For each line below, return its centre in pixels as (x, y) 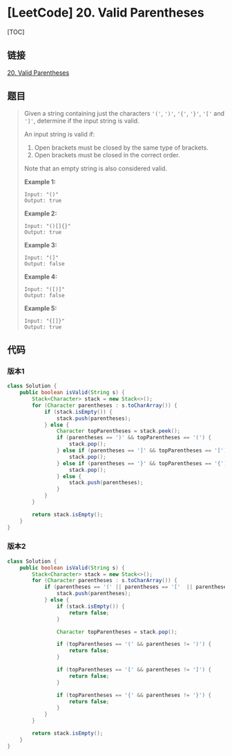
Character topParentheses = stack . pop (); (117, 632)
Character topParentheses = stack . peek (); (118, 431)
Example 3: (40, 245)
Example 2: (40, 213)
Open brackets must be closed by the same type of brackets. (121, 148)
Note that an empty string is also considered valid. (96, 168)
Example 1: (40, 182)
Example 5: (40, 308)
